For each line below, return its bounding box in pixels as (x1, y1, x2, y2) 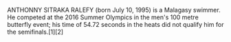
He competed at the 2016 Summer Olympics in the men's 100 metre (7, 13, 199, 21)
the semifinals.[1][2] (7, 28, 64, 36)
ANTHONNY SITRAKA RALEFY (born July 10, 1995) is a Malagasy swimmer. (7, 6, 221, 14)
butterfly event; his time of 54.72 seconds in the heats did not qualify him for (7, 21, 224, 28)
